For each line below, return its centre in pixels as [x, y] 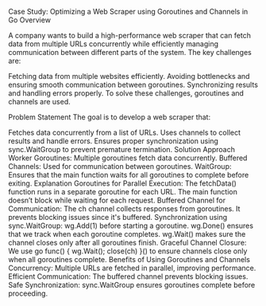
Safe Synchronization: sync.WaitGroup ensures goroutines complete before [132, 285]
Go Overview [30, 20]
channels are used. [39, 102]
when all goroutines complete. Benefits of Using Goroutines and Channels [129, 259]
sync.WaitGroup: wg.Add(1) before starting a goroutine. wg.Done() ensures [131, 226]
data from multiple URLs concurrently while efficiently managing [114, 44]
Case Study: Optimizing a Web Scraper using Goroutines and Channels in [128, 12]
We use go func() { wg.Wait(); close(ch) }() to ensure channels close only [128, 251]
